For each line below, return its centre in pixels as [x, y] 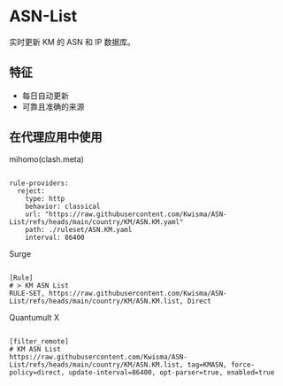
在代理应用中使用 [56, 138]
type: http [45, 198]
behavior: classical [63, 206]
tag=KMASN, [207, 365]
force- [242, 365]
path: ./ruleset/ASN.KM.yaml [79, 229]
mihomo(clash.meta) [46, 159]
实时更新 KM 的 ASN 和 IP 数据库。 [72, 42]
